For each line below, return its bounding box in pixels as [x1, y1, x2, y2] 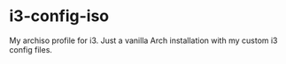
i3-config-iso [9, 6, 110, 26]
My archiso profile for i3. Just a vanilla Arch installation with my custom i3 [9, 35, 278, 46]
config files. [9, 44, 53, 54]
